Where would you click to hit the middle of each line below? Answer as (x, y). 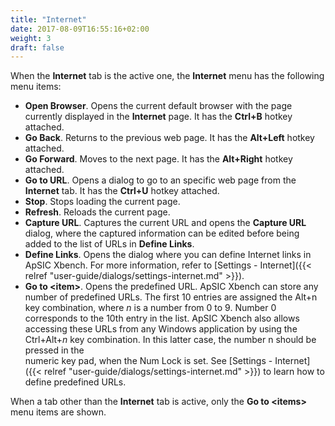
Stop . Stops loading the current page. (102, 202)
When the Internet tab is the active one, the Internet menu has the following (167, 76)
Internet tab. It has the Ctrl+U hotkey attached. (122, 191)
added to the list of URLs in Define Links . (109, 244)
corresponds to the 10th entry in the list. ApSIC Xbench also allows (162, 318)
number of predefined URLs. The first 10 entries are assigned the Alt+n (171, 297)
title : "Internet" (48, 19)
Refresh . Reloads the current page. (97, 212)
